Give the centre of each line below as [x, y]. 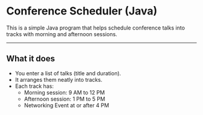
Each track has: [34, 86]
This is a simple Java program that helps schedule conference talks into [96, 28]
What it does [31, 59]
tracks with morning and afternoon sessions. [62, 34]
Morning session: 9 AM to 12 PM [64, 92]
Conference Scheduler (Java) [82, 11]
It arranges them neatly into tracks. [59, 79]
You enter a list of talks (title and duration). [68, 73]
